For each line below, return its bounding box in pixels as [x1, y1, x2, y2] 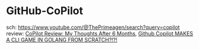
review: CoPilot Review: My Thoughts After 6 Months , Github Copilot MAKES [6, 30, 194, 37]
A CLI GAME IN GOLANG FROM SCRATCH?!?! [6, 36, 118, 43]
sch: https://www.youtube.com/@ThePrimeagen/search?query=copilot [6, 24, 180, 31]
